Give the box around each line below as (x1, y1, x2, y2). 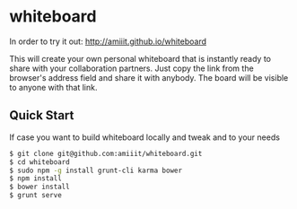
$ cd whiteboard (9, 157, 70, 167)
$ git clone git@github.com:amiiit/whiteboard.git (9, 149, 203, 158)
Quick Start (9, 108, 74, 123)
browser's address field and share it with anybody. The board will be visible (9, 72, 289, 83)
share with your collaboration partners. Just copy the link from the (9, 63, 254, 74)
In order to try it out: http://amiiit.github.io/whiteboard (9, 36, 207, 47)
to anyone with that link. (9, 82, 98, 92)
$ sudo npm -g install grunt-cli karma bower (9, 166, 182, 175)
